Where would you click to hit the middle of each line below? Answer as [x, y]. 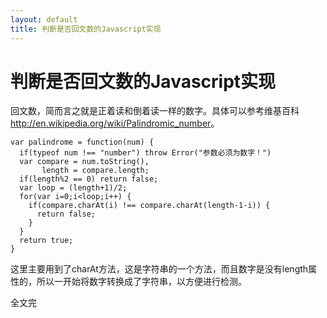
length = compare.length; [95, 171]
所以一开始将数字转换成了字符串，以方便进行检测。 [141, 282]
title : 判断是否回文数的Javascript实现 [86, 29]
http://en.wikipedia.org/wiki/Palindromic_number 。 [115, 123]
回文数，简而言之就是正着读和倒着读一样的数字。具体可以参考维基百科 [155, 111]
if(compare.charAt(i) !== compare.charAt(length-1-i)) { [149, 206]
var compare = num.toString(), [84, 162]
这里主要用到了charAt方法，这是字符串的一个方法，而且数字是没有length [159, 269]
